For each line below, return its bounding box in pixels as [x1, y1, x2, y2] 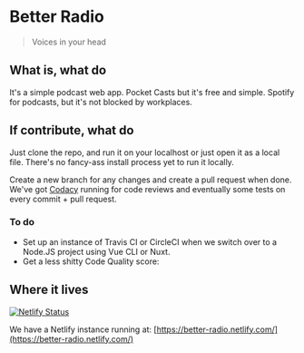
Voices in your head [31, 36, 107, 47]
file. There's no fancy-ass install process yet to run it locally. [9, 156, 234, 167]
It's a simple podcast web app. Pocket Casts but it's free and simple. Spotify [9, 86, 295, 97]
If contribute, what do [9, 123, 134, 138]
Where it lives [9, 282, 89, 298]
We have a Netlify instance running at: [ [9, 324, 157, 335]
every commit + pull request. [9, 193, 117, 204]
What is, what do [9, 63, 107, 78]
